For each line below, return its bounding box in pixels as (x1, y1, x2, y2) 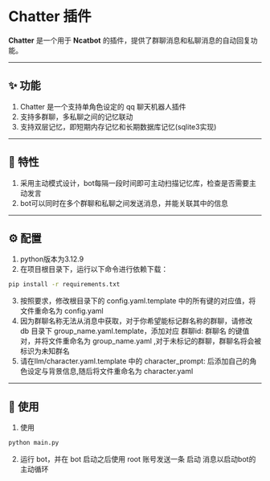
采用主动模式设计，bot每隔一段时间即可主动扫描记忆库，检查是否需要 (19, 178, 250, 187)
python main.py (8, 439, 59, 447)
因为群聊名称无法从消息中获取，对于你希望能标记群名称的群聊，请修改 (19, 316, 253, 326)
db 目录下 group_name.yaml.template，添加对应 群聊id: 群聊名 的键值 (19, 327, 250, 336)
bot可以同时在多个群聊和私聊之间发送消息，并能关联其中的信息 (19, 198, 229, 208)
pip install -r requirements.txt (8, 281, 121, 289)
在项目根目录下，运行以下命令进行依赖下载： (19, 265, 169, 274)
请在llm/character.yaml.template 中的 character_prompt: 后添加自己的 (19, 356, 251, 366)
